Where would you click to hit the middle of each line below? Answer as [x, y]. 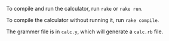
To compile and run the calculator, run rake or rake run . [75, 9]
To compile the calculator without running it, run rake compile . [83, 20]
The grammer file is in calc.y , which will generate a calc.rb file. [85, 31]
